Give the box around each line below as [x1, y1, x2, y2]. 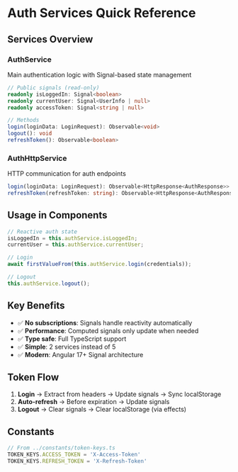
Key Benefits [7, 300, 65, 312]
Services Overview [7, 33, 93, 45]
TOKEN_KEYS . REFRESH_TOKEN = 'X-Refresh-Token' [7, 458, 147, 465]
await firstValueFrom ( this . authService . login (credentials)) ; [7, 261, 192, 268]
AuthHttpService [7, 153, 67, 163]
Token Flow [7, 371, 59, 383]
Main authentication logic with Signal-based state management [7, 70, 192, 79]
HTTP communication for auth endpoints [7, 169, 126, 178]
